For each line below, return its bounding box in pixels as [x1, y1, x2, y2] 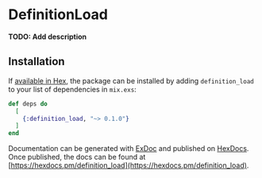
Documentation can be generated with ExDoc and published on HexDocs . [8, 144, 249, 153]
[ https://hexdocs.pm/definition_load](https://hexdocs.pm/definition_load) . [8, 161, 249, 170]
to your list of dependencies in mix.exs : [8, 84, 137, 94]
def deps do [8, 99, 48, 108]
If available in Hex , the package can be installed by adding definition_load [8, 75, 254, 85]
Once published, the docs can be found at [8, 153, 146, 162]
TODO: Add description [8, 32, 87, 41]
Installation [8, 55, 65, 68]
